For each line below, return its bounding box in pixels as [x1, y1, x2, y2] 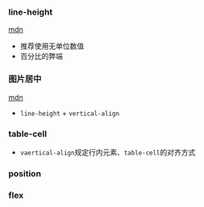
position [8, 168, 42, 179]
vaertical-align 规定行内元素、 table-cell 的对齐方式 [19, 147, 196, 157]
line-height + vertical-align [19, 108, 119, 118]
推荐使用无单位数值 [19, 41, 85, 51]
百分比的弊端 [19, 52, 63, 61]
